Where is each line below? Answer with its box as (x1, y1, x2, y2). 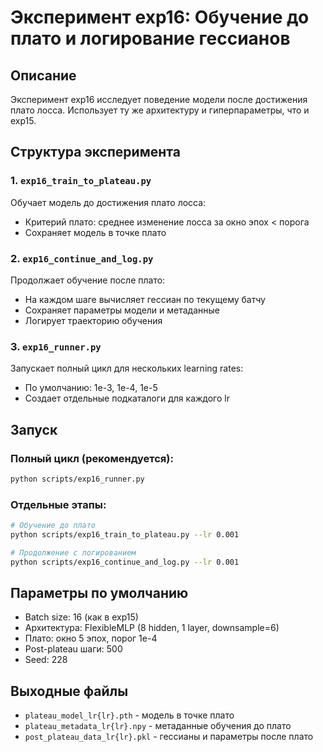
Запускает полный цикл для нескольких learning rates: (10, 362, 244, 375)
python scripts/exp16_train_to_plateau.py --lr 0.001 (10, 530, 240, 540)
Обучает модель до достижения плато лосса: (10, 196, 207, 208)
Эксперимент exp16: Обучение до (10, 6, 310, 29)
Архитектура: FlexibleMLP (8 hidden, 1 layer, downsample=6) (24, 622, 280, 634)
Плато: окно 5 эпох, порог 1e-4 (24, 632, 158, 645)
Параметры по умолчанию (10, 585, 189, 602)
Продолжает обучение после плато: (10, 274, 166, 286)
